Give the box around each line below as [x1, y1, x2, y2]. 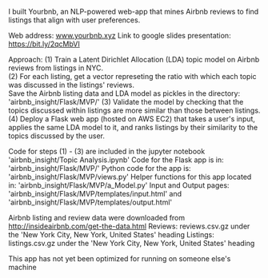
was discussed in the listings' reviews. [8, 80, 134, 89]
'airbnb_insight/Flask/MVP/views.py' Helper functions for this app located [8, 172, 252, 181]
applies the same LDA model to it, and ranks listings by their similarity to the [8, 123, 258, 132]
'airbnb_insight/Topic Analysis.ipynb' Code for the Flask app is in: [8, 155, 224, 165]
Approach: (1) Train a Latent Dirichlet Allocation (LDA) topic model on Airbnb [8, 55, 260, 64]
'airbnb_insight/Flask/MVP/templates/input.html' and [8, 189, 182, 198]
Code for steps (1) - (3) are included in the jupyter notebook [8, 147, 206, 156]
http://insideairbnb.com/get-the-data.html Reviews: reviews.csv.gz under [8, 221, 250, 231]
